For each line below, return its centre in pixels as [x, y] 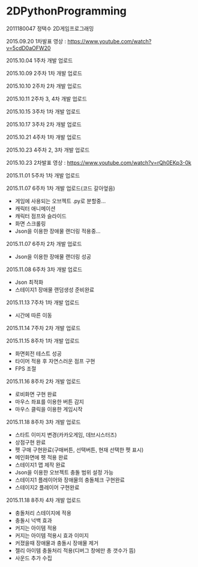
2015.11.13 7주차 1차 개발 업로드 [43, 302]
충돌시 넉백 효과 [33, 520]
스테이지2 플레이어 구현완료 [47, 487]
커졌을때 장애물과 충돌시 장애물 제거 [57, 543]
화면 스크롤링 [30, 223]
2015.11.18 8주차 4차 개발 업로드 [43, 500]
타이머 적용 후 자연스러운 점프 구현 [55, 361]
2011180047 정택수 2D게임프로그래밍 [50, 28]
